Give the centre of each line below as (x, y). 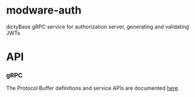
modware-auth (44, 10)
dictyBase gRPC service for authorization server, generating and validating (97, 27)
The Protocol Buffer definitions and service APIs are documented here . (93, 88)
